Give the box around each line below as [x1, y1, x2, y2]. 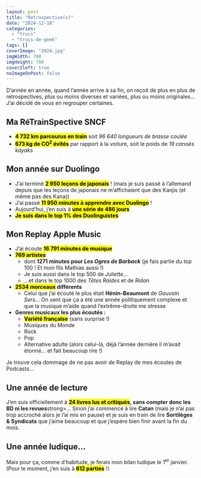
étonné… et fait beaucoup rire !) [23, 347, 103, 354]
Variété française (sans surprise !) [23, 315, 110, 322]
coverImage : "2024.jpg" [6, 48, 66, 54]
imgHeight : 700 [6, 59, 44, 65]
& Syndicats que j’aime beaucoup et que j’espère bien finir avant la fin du [6, 418, 187, 425]
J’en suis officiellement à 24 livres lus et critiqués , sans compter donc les [6, 399, 191, 406]
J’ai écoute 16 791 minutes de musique [14, 245, 113, 252]
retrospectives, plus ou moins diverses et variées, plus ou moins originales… [6, 93, 196, 100]
